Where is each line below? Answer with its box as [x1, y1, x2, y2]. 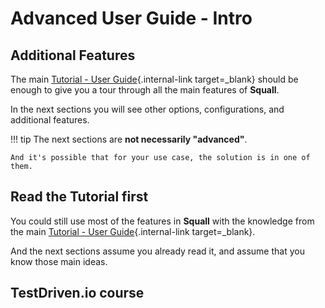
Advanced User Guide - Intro [10, 7, 253, 30]
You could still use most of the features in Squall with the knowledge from [10, 215, 315, 227]
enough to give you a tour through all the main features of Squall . [10, 84, 280, 96]
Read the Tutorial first [10, 188, 149, 206]
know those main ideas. [10, 255, 108, 267]
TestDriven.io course [10, 285, 145, 302]
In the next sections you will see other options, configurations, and [10, 103, 285, 115]
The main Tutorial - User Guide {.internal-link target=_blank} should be [10, 73, 299, 85]
